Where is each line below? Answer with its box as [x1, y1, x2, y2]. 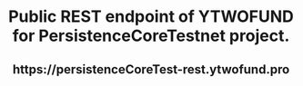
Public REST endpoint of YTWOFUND [8, 6, 294, 27]
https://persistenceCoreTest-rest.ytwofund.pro [12, 62, 290, 77]
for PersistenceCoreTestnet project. [12, 25, 290, 46]
